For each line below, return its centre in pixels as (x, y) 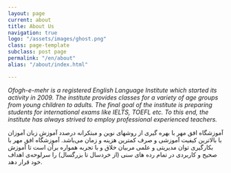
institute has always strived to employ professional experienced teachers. (112, 119)
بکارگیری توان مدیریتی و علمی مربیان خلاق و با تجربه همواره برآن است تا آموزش (111, 147)
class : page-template (39, 45)
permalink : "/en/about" (42, 58)
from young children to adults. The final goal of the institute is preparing (110, 104)
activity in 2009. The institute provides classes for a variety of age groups (113, 97)
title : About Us (31, 26)
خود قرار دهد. (25, 161)
